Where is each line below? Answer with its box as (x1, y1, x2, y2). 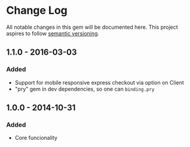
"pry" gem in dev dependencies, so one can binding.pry (14, 85, 155, 92)
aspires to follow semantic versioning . (6, 29, 100, 37)
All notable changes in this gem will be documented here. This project (6, 23, 178, 31)
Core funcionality (14, 134, 58, 142)
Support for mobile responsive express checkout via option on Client (14, 79, 184, 86)
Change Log (6, 4, 68, 17)
